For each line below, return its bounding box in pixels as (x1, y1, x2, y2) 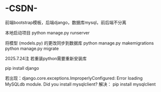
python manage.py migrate (5, 46, 59, 51)
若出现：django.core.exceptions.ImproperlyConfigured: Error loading (5, 75, 143, 81)
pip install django (5, 65, 39, 71)
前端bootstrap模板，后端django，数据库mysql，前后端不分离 (5, 19, 127, 25)
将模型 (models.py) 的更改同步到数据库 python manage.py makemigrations (5, 40, 154, 46)
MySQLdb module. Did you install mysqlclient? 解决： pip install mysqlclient (5, 81, 156, 87)
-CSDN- (5, 3, 38, 14)
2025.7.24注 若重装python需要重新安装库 (5, 55, 87, 61)
